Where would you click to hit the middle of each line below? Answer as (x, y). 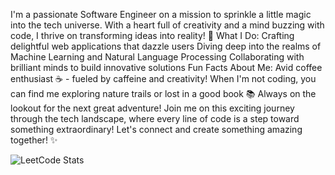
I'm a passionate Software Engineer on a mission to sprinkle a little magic (161, 14)
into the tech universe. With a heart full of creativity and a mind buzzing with (167, 25)
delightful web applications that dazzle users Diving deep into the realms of (166, 46)
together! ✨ (34, 140)
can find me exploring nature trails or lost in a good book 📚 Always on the (163, 93)
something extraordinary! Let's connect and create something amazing (156, 129)
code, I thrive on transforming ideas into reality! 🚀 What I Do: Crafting (152, 35)
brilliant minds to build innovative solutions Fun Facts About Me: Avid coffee (166, 67)
